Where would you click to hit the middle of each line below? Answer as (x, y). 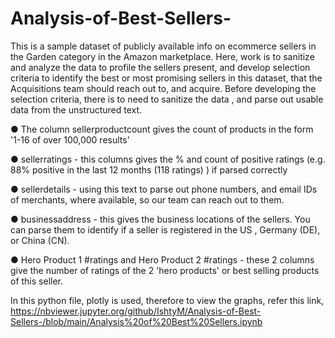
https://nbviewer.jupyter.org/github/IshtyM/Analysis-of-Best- (136, 311)
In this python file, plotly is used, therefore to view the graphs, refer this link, (167, 300)
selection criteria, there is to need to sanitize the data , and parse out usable (167, 99)
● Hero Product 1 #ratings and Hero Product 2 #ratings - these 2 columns (162, 259)
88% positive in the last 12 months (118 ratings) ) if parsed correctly (149, 169)
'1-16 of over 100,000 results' (70, 139)
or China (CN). (40, 240)
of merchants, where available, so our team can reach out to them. (147, 199)
